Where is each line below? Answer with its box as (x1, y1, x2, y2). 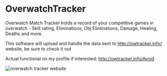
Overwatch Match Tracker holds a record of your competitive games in (5, 20, 154, 26)
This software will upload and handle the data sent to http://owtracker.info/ (5, 40, 162, 46)
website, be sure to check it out (5, 46, 71, 52)
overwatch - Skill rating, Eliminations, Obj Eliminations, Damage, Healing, (5, 25, 158, 31)
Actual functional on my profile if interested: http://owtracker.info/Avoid (5, 55, 154, 61)
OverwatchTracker (5, 3, 86, 15)
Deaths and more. (5, 30, 43, 36)
